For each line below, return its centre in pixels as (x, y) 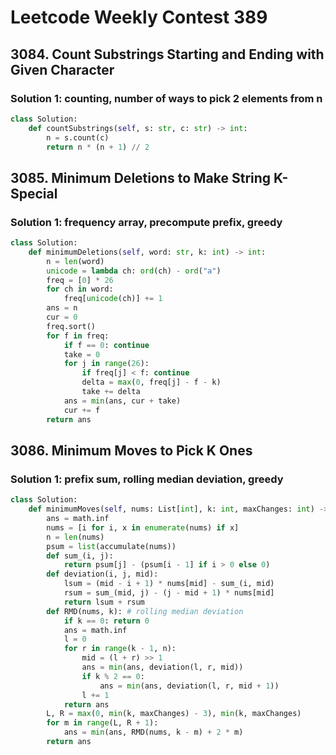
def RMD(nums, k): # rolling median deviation (145, 611)
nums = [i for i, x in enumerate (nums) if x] (143, 527)
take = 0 (82, 354)
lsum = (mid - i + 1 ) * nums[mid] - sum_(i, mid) (169, 584)
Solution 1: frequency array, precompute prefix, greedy (146, 222)
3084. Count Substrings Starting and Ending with (167, 54)
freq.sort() (71, 326)
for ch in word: (80, 289)
